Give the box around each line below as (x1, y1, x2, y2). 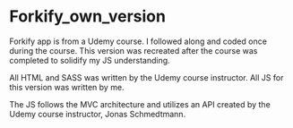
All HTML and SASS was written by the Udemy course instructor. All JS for (9, 72, 284, 82)
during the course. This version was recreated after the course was (9, 45, 258, 55)
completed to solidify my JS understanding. (9, 55, 170, 65)
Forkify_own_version (9, 6, 166, 27)
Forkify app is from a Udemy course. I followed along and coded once (9, 36, 267, 47)
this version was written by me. (9, 81, 125, 92)
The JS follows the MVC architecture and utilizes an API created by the (9, 98, 271, 109)
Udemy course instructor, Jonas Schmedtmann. (9, 108, 186, 119)
